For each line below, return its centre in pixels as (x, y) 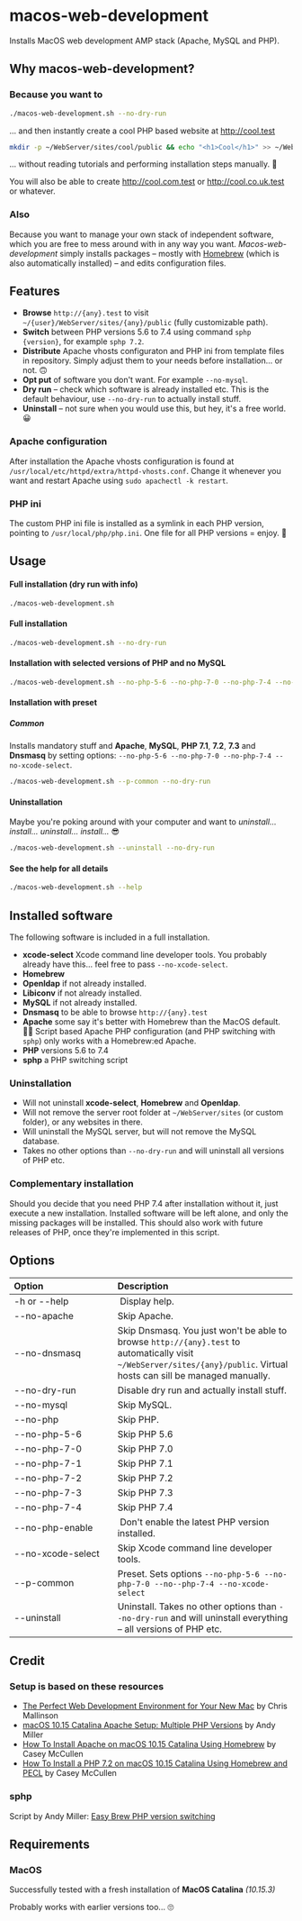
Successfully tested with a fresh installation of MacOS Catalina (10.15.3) (142, 1889)
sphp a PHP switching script (75, 1061)
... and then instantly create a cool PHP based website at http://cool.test (142, 131)
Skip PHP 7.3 (145, 1492)
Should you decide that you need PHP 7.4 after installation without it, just (144, 1203)
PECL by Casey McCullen (69, 1773)
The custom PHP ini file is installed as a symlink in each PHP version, (137, 523)
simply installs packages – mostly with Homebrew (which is (170, 253)
